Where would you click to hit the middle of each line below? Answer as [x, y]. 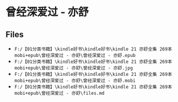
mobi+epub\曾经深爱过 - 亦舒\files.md [59, 93]
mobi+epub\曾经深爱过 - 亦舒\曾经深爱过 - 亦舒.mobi [75, 81]
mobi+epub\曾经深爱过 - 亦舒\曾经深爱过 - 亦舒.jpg [73, 68]
